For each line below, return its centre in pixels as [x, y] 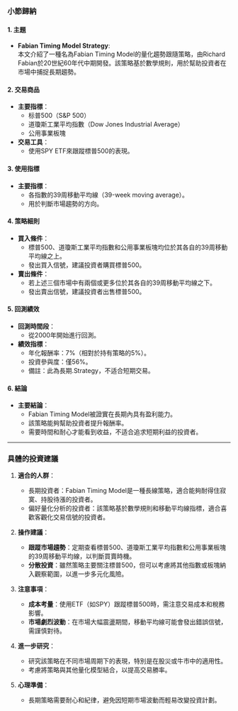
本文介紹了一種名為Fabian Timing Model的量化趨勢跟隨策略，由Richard [121, 54]
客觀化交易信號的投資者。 [72, 517]
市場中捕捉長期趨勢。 [49, 72]
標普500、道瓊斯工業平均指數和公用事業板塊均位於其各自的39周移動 [128, 247]
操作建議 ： [33, 532]
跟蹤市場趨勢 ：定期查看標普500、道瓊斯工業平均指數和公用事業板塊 [127, 548]
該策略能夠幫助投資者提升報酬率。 [78, 423]
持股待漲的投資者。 [69, 499]
